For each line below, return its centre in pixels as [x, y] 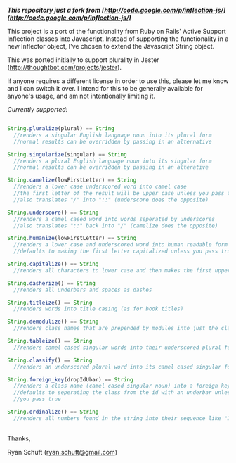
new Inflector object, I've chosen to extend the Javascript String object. [111, 46]
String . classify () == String [50, 360]
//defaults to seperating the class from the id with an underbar [113, 393]
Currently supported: [38, 109]
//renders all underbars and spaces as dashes [83, 290]
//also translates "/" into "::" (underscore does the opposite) [111, 200]
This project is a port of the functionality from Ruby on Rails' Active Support [117, 31]
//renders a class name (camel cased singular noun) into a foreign [116, 386]
